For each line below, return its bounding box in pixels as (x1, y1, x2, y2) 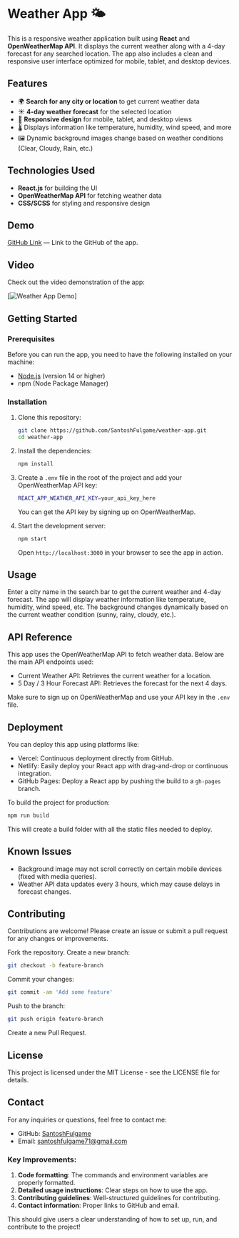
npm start (17, 535, 48, 543)
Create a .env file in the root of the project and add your (17, 473, 182, 482)
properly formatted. (17, 1179, 76, 1187)
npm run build (7, 812, 50, 819)
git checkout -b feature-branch (7, 962, 103, 970)
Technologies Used (7, 165, 95, 177)
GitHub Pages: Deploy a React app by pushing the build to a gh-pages (17, 776, 221, 785)
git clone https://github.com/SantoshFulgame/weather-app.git (17, 427, 207, 434)
